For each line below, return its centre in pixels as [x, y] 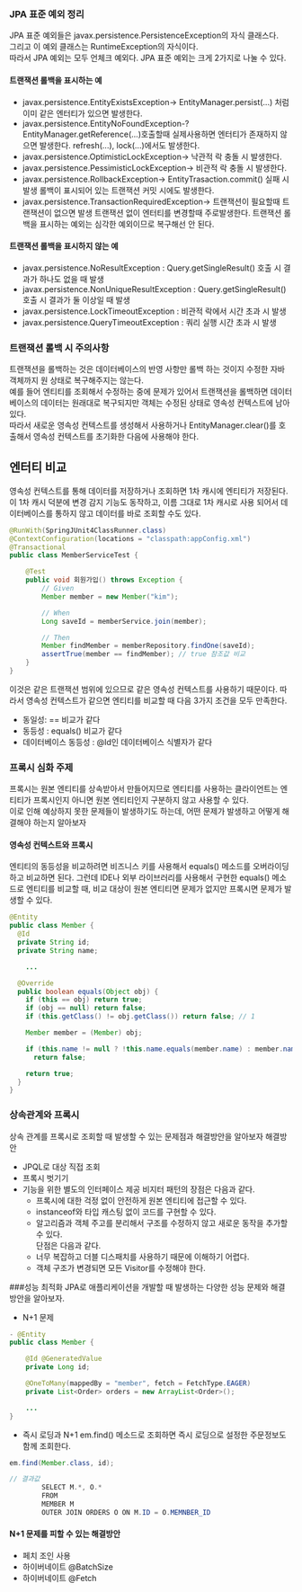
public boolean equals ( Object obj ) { [88, 992]
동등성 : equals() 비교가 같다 [72, 731]
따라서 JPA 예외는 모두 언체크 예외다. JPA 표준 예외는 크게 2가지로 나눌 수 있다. [148, 58]
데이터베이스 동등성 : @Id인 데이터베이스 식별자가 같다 [117, 742]
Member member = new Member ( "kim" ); [110, 596]
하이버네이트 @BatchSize [68, 1567]
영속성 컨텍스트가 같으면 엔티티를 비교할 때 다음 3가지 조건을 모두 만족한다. [156, 700]
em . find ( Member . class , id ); [62, 1463]
